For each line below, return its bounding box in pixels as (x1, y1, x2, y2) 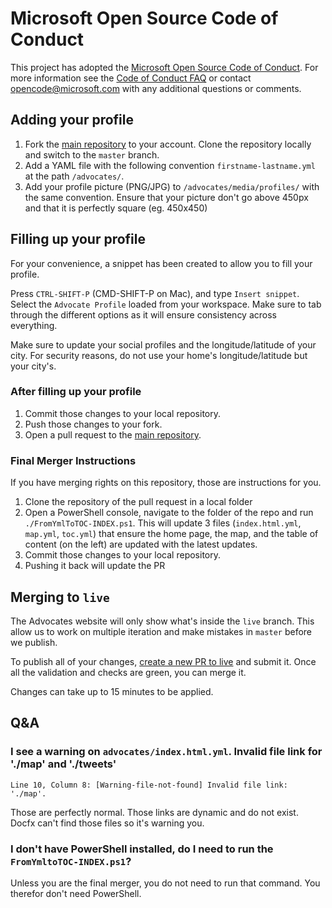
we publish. (10, 636, 58, 648)
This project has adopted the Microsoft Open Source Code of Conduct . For (10, 61, 319, 73)
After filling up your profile (10, 385, 142, 399)
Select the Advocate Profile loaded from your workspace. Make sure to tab (10, 298, 322, 310)
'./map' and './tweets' (10, 757, 117, 771)
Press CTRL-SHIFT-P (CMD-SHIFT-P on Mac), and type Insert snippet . (10, 287, 300, 299)
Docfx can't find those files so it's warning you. (10, 817, 205, 829)
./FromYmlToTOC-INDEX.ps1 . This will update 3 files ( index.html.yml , (24, 517, 302, 529)
